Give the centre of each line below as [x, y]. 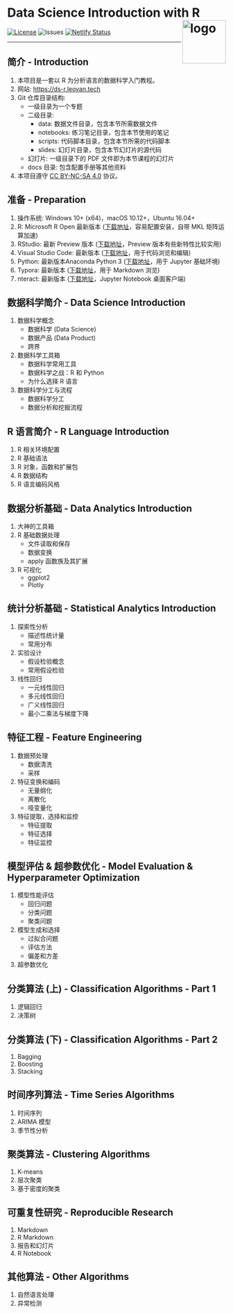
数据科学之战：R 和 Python [66, 372]
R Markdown [35, 1237]
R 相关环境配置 [38, 450]
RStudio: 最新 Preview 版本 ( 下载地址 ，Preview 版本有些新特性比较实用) [119, 244]
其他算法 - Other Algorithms [68, 1276]
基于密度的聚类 [38, 1188]
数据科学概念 [35, 320]
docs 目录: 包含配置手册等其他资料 [77, 167]
